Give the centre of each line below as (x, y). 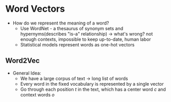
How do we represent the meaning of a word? (61, 23)
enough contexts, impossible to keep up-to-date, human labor (86, 39)
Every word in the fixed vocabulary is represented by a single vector (92, 84)
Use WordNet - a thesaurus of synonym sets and (72, 28)
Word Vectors (35, 9)
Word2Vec (22, 61)
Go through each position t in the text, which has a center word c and (93, 89)
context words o (37, 94)
